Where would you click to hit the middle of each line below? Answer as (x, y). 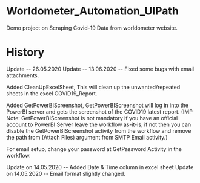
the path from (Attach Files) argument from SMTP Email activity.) (87, 137)
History (25, 52)
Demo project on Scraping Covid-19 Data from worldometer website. (92, 28)
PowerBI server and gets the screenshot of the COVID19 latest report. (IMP (99, 111)
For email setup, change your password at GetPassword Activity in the (94, 149)
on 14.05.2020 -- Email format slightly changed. (66, 173)
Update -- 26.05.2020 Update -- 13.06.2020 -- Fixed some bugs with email (100, 69)
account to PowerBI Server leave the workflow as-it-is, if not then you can (99, 124)
